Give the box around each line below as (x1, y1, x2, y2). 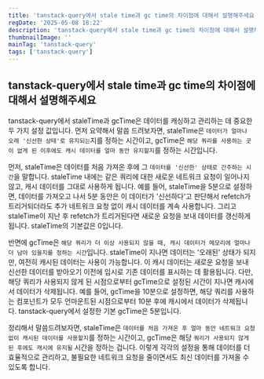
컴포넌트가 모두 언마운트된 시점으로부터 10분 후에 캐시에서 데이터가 (16, 296, 222, 306)
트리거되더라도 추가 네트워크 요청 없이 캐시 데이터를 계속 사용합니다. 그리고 (8, 201, 237, 210)
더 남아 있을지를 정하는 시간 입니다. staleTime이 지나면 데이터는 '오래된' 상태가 (8, 247, 242, 257)
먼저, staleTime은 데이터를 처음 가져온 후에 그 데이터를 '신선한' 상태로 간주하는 (8, 162, 243, 171)
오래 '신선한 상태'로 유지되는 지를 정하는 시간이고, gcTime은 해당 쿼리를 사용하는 (8, 135, 243, 145)
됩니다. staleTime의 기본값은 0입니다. (8, 220, 123, 230)
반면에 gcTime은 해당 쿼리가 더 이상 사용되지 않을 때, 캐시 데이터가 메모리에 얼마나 (8, 237, 251, 247)
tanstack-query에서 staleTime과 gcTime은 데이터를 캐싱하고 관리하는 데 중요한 (8, 115, 253, 126)
